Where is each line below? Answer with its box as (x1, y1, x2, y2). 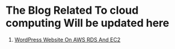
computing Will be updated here (5, 16, 170, 30)
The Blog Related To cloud (5, 4, 139, 17)
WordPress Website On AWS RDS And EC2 (14, 36, 121, 43)
